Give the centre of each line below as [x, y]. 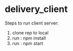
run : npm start [28, 43]
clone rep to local [30, 32]
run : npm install [29, 38]
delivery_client [36, 9]
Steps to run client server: [32, 23]
